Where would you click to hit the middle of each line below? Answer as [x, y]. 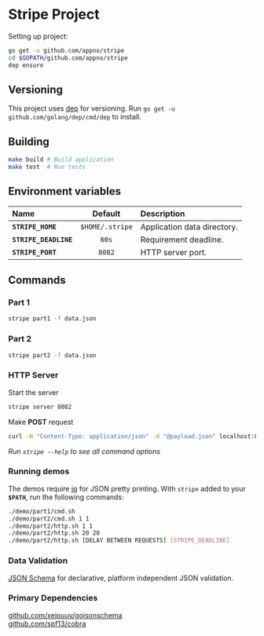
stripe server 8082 [40, 407]
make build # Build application [61, 160]
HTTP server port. [173, 252]
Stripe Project [54, 15]
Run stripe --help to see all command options [84, 451]
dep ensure [26, 65]
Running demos [39, 471]
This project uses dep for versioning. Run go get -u [92, 108]
